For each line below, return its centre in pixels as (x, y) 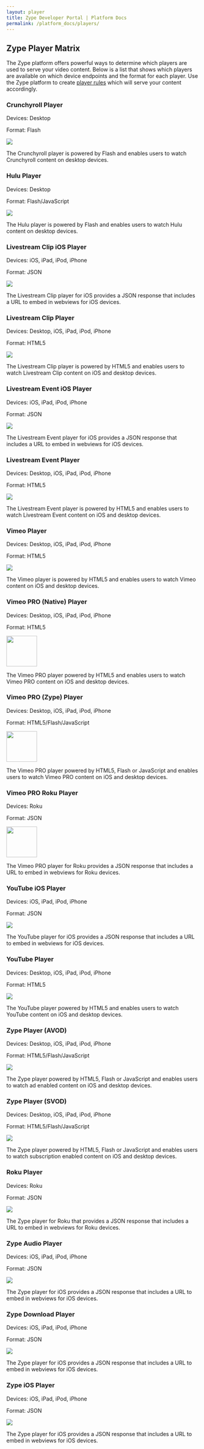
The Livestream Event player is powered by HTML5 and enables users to (98, 508)
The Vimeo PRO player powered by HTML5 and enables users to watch (96, 675)
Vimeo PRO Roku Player (42, 793)
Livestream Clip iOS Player (46, 247)
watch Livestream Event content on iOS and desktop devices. (84, 515)
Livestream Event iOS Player (49, 389)
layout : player (26, 12)
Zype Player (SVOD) (37, 1101)
